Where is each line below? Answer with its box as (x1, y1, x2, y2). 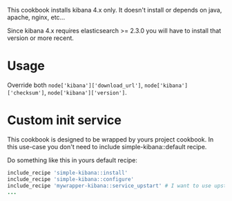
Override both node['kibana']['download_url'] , (7, 81, 143, 89)
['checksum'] (7, 89, 45, 96)
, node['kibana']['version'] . (43, 88, 127, 96)
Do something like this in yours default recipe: (7, 155, 138, 164)
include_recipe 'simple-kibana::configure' (7, 175, 135, 182)
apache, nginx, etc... (7, 13, 66, 21)
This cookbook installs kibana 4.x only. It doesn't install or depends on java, (7, 6, 222, 14)
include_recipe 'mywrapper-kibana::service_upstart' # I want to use (7, 182, 212, 189)
